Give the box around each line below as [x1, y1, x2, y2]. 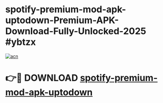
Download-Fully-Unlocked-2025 [5, 26, 147, 37]
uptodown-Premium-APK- [5, 14, 119, 26]
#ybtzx [5, 36, 36, 48]
